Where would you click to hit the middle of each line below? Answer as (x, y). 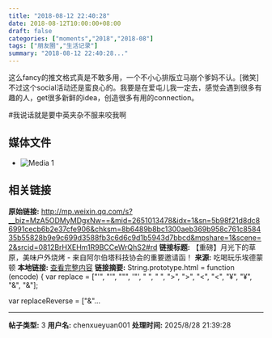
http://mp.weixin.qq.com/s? (87, 211)
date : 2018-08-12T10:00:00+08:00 (65, 23)
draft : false (30, 31)
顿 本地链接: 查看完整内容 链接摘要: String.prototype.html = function (121, 267)
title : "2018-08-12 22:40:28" (59, 16)
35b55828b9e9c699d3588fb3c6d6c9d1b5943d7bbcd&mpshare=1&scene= (135, 237)
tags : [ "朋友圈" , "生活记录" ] (53, 46)
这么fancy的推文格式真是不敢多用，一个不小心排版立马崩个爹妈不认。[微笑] (134, 77)
